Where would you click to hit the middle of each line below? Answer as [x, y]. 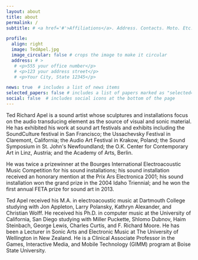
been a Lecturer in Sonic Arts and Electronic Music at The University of [92, 231]
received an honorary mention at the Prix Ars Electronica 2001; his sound [95, 176]
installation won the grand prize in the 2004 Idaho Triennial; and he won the [98, 182]
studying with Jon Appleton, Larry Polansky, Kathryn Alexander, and [89, 206]
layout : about [24, 11]
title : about [22, 17]
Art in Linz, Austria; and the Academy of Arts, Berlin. [70, 152]
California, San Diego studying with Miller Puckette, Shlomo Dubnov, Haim [96, 219]
